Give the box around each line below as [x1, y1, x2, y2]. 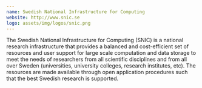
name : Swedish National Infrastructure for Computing [6, 8, 146, 15]
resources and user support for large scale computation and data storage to [6, 49, 196, 57]
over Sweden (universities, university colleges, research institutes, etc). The [6, 62, 196, 69]
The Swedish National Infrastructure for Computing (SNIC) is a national [6, 37, 184, 44]
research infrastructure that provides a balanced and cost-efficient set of [6, 43, 189, 50]
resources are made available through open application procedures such [6, 69, 188, 76]
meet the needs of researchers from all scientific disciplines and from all [6, 55, 187, 63]
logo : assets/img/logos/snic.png [6, 20, 91, 26]
